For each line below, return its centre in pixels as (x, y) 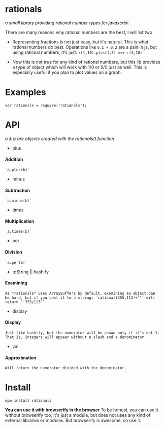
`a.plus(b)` (17, 170)
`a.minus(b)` (18, 201)
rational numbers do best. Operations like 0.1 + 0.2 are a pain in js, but (84, 47)
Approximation (21, 357)
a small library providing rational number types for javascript (67, 23)
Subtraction (17, 190)
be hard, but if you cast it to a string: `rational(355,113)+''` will (80, 298)
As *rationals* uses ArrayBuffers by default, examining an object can (80, 293)
